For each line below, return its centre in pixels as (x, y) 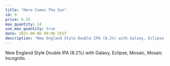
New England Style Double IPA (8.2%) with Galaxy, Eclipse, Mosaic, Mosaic (84, 53)
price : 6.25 (18, 19)
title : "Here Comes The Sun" (36, 10)
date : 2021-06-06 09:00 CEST (36, 34)
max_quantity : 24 (24, 24)
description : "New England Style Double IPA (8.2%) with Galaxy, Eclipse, (86, 39)
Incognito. (16, 58)
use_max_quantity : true (30, 29)
